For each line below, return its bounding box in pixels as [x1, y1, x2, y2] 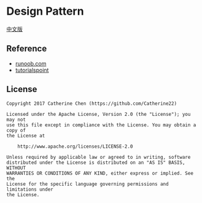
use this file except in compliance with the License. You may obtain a [6, 121, 196, 128]
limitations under [6, 186, 53, 193]
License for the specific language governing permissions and [6, 181, 169, 187]
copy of [6, 127, 26, 133]
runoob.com [15, 59, 47, 67]
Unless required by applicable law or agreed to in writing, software [6, 154, 191, 160]
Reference [6, 44, 47, 54]
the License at [6, 132, 45, 139]
